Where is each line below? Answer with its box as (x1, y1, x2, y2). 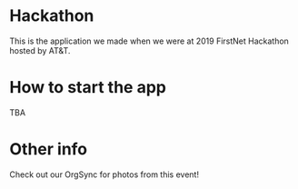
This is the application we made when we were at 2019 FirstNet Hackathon (9, 35, 289, 46)
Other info (9, 139, 88, 160)
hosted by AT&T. (9, 45, 71, 55)
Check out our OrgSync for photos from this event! (9, 169, 200, 180)
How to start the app (9, 77, 166, 98)
